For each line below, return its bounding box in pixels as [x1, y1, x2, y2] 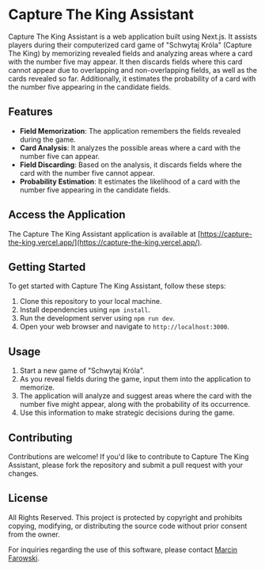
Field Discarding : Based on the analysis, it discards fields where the [19, 160, 243, 169]
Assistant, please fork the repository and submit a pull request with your [8, 461, 244, 469]
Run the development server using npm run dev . [19, 313, 176, 323]
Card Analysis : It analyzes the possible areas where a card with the [19, 142, 241, 152]
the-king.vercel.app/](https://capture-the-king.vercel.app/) [8, 237, 200, 247]
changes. [8, 469, 39, 478]
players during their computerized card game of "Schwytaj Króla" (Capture [8, 40, 252, 49]
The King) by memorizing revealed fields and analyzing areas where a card [8, 48, 253, 58]
